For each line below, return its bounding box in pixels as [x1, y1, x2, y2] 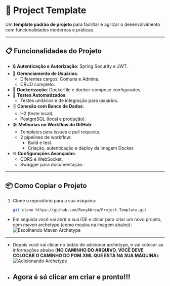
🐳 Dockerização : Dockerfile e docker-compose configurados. [12, 86, 142, 93]
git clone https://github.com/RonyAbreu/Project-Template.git [12, 207, 147, 212]
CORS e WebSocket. [20, 156, 63, 162]
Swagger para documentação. [20, 161, 83, 167]
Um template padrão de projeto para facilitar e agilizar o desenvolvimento [5, 21, 160, 27]
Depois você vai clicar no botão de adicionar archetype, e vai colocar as [12, 242, 163, 248]
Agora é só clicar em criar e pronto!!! [12, 272, 131, 281]
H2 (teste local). [20, 110, 54, 116]
